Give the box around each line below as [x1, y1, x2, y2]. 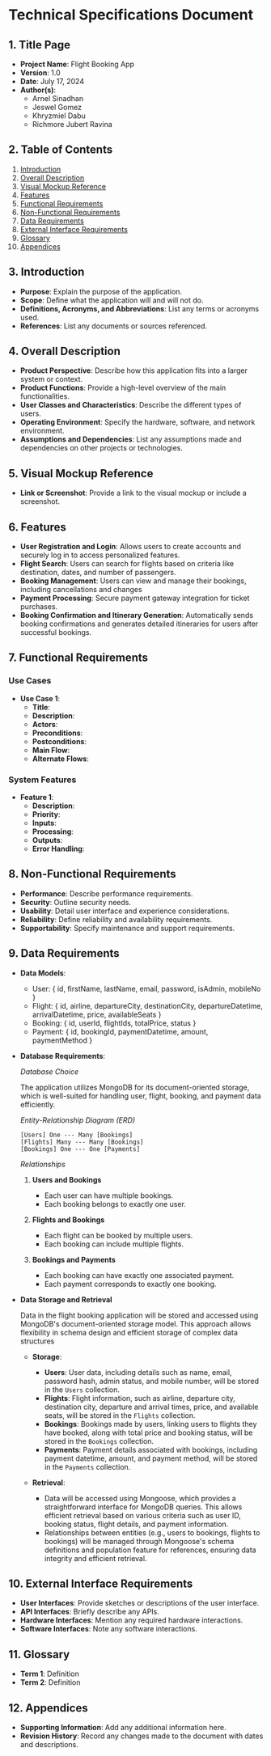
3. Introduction [8, 265, 85, 279]
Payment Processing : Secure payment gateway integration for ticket [19, 593, 250, 603]
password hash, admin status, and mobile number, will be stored [44, 1376, 259, 1386]
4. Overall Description [8, 345, 121, 358]
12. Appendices [8, 1701, 88, 1715]
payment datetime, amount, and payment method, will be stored [44, 1453, 258, 1463]
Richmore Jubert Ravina [32, 120, 113, 129]
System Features [8, 774, 77, 785]
